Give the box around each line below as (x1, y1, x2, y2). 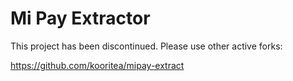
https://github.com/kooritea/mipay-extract (10, 59, 185, 71)
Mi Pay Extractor (10, 7, 151, 30)
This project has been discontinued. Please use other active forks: (10, 40, 283, 52)
